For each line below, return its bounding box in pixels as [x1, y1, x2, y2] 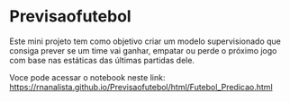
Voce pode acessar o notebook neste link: [9, 72, 166, 82]
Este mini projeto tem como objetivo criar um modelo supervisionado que [9, 36, 281, 46]
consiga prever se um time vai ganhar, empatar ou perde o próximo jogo [9, 45, 277, 55]
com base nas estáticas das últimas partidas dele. [9, 55, 195, 65]
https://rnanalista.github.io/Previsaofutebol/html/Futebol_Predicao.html [9, 81, 273, 92]
